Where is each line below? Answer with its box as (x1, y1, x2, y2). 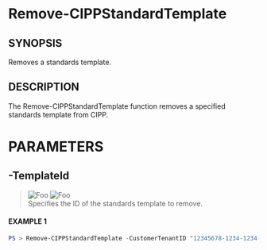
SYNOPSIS (8, 37, 63, 50)
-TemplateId (8, 169, 70, 183)
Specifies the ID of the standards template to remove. (27, 198, 203, 208)
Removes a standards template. (8, 57, 112, 67)
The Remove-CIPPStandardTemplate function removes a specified (8, 101, 226, 111)
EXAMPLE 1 (8, 217, 48, 226)
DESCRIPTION (8, 80, 79, 94)
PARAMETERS (8, 138, 104, 156)
